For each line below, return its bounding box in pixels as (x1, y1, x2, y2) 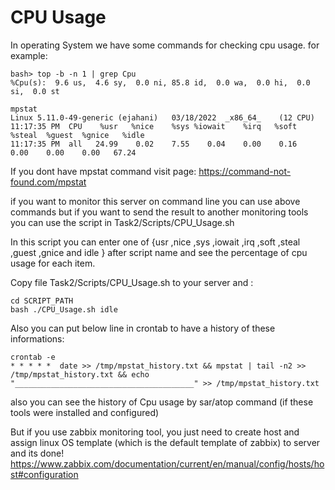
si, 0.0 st (10, 86, 60, 96)
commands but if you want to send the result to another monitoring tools (10, 206, 309, 218)
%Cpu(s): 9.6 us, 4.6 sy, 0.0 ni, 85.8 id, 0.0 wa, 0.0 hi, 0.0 (10, 77, 311, 88)
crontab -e (10, 352, 56, 362)
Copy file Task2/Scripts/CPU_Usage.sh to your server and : (10, 276, 254, 288)
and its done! (10, 447, 65, 459)
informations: (10, 332, 65, 345)
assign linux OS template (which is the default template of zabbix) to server (10, 436, 321, 448)
